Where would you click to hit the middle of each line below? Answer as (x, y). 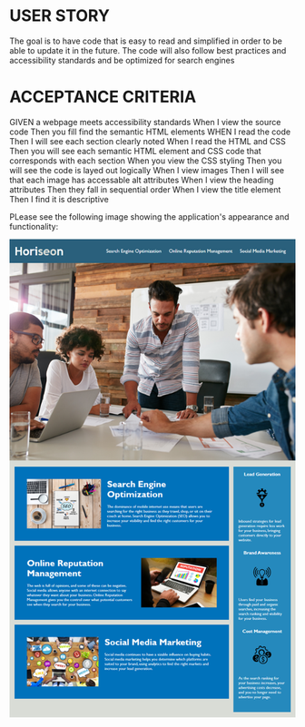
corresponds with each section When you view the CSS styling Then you (146, 161)
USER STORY (60, 16)
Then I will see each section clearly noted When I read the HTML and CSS (148, 141)
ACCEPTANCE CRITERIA (103, 97)
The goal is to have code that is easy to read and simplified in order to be (146, 41)
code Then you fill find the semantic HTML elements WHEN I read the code (150, 132)
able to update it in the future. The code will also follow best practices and (148, 50)
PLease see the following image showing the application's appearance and (149, 216)
